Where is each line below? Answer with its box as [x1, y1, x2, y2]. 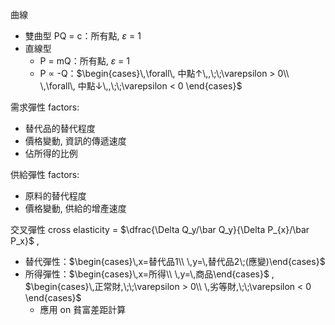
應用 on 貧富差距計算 [39, 304, 127, 315]
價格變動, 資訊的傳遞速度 [24, 135, 127, 147]
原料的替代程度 [24, 190, 87, 202]
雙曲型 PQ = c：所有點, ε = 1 [24, 30, 142, 42]
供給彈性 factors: [10, 169, 80, 180]
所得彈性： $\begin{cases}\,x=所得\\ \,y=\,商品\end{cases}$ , [24, 268, 275, 280]
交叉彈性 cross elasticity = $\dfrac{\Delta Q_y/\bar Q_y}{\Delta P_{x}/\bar [10, 224, 310, 235]
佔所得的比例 [24, 148, 78, 159]
